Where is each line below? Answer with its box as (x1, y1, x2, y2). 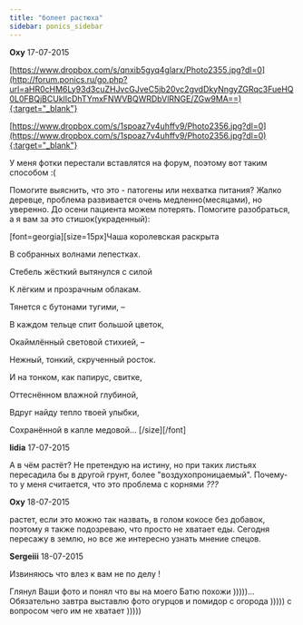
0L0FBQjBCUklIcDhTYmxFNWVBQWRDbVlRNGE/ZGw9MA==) (9, 93, 242, 104)
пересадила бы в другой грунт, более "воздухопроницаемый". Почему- (9, 469, 288, 480)
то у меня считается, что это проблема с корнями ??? (9, 478, 220, 490)
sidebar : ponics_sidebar (9, 22, 103, 31)
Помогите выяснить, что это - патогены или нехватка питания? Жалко (9, 184, 282, 195)
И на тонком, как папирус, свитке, (9, 371, 142, 382)
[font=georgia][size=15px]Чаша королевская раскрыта (9, 230, 220, 241)
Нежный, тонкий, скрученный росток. (9, 354, 156, 365)
